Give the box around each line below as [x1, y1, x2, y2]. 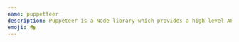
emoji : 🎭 [7, 23, 36, 31]
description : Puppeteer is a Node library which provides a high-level [7, 17, 224, 24]
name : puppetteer [7, 10, 59, 18]
